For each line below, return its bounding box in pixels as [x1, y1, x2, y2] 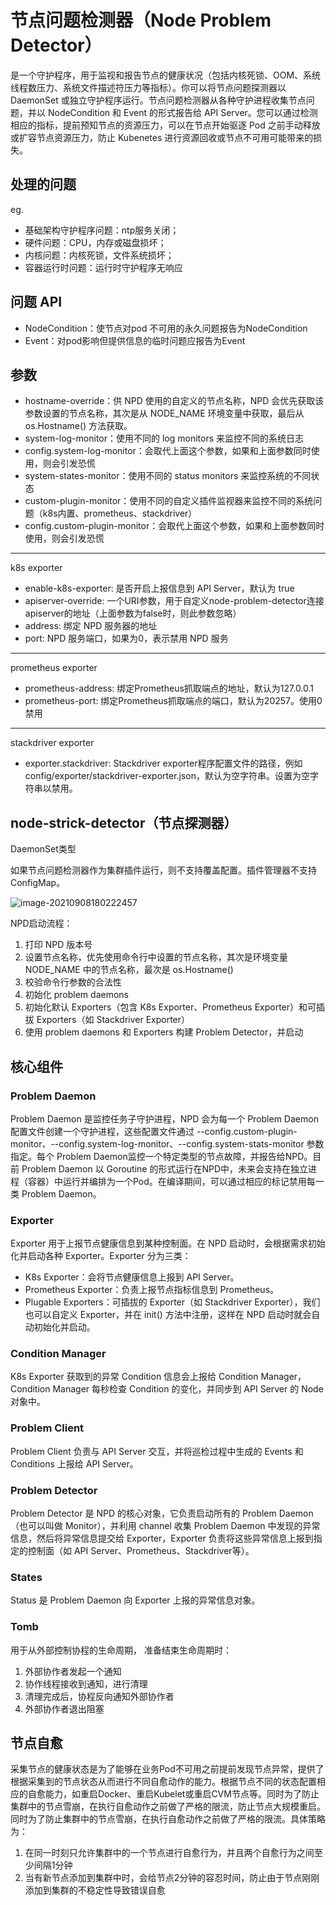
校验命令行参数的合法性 [24, 976, 122, 988]
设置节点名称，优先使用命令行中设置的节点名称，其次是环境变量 [24, 951, 288, 963]
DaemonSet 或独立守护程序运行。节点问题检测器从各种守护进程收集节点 [10, 94, 307, 106]
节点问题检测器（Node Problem [10, 9, 272, 32]
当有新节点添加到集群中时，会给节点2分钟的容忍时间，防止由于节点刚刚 [24, 1872, 320, 1884]
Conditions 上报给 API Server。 [10, 1457, 139, 1470]
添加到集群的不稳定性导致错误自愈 [24, 1884, 166, 1896]
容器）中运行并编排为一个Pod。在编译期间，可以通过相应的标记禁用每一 [27, 1175, 325, 1187]
